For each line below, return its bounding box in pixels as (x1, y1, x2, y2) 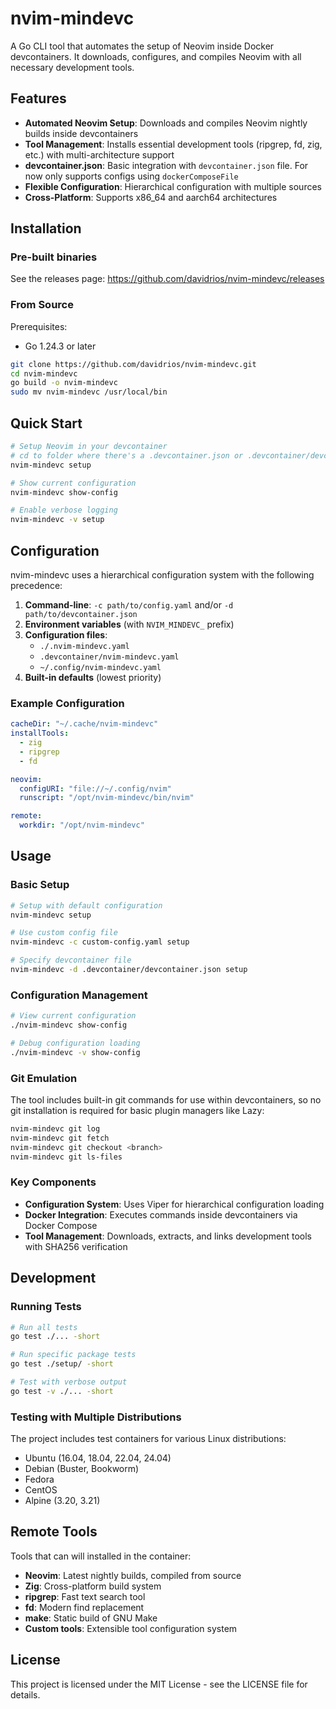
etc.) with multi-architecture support (24, 148, 175, 161)
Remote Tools (10, 1523, 98, 1541)
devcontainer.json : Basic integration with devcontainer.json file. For (24, 159, 309, 171)
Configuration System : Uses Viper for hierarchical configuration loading (24, 1198, 325, 1210)
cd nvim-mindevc (10, 368, 78, 379)
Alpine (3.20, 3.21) (24, 1495, 101, 1507)
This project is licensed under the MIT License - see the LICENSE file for (10, 1678, 308, 1690)
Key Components (10, 1175, 97, 1189)
